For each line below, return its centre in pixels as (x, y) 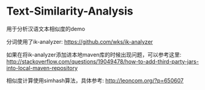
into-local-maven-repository (42, 67)
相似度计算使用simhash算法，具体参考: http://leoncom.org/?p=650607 (95, 80)
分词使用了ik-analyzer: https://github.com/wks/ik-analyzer (80, 41)
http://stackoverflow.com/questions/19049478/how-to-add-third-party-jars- (102, 61)
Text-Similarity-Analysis (70, 11)
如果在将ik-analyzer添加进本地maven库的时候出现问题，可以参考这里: (94, 54)
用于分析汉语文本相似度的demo (46, 29)
